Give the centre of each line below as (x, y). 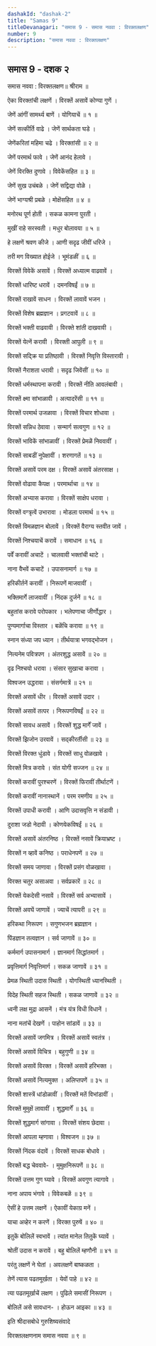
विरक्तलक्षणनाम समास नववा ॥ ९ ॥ (46, 1335)
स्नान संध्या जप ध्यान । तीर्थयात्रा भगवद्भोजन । (60, 640)
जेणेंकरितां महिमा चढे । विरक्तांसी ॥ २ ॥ (52, 143)
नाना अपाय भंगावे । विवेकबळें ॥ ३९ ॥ (50, 1193)
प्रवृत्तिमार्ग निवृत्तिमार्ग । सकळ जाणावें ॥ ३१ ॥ (57, 966)
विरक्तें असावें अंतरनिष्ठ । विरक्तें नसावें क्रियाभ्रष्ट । (65, 838)
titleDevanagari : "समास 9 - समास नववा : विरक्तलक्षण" (78, 27)
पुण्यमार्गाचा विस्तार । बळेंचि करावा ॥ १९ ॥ (56, 625)
